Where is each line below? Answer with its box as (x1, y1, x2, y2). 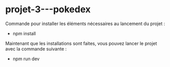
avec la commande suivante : (5, 46, 67, 52)
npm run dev (12, 55, 40, 62)
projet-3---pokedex (5, 4, 91, 15)
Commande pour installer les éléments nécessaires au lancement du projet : (5, 20, 165, 27)
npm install (12, 30, 36, 36)
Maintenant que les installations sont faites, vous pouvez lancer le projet (5, 40, 157, 47)
